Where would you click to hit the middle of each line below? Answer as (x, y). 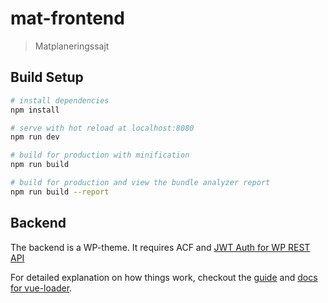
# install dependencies (60, 100)
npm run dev (35, 137)
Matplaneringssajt (72, 46)
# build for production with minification (100, 155)
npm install (35, 110)
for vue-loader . (41, 288)
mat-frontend (67, 18)
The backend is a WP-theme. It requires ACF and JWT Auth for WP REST (160, 247)
